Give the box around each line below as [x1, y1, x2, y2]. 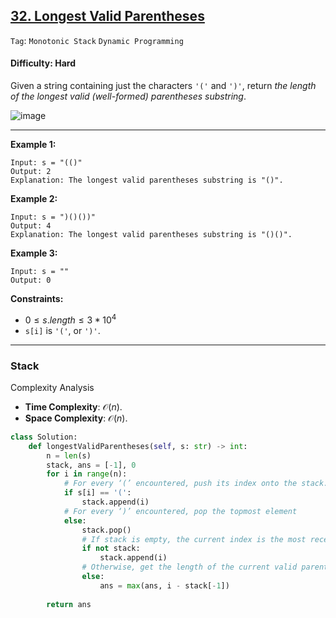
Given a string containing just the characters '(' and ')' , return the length [10, 80, 317, 92]
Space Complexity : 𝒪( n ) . [24, 412, 128, 424]
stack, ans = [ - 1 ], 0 [46, 460, 137, 470]
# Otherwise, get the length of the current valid [81, 562, 298, 573]
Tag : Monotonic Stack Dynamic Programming [10, 34, 184, 46]
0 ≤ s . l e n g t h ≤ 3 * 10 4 [24, 312, 117, 326]
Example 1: [10, 139, 57, 151]
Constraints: [10, 293, 64, 305]
